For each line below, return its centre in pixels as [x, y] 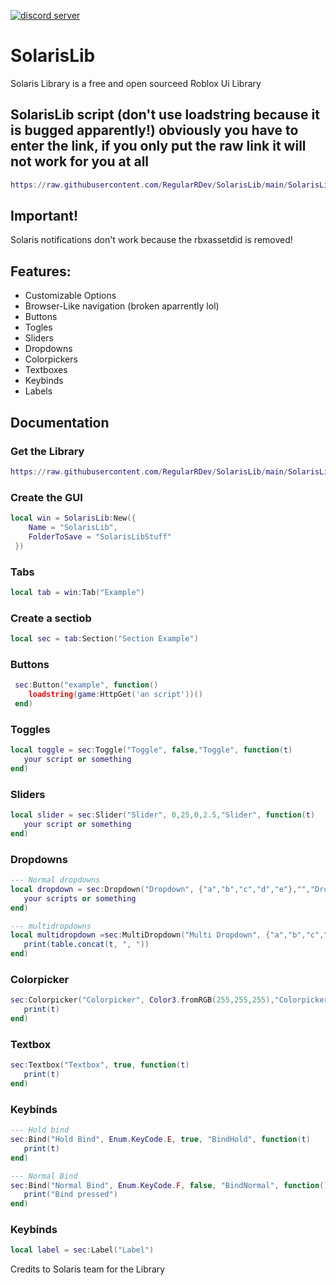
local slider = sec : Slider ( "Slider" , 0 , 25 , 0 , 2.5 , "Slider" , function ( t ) [163, 815]
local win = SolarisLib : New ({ [73, 518]
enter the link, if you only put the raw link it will [158, 146]
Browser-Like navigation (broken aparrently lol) [122, 306]
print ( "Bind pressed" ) [70, 1195]
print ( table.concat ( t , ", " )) [86, 945]
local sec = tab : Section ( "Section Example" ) [104, 639]
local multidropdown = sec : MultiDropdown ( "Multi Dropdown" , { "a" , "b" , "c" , [167, 935]
